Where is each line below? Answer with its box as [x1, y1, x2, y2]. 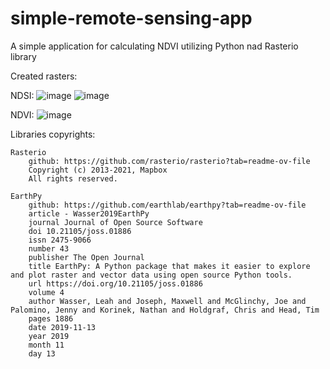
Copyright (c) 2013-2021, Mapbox [28, 165, 168, 175]
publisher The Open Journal [28, 252, 145, 262]
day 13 [28, 348, 56, 359]
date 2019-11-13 [28, 322, 97, 332]
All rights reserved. [28, 173, 118, 184]
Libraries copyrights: [10, 128, 96, 140]
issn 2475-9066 [28, 235, 92, 245]
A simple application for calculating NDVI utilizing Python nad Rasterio [10, 40, 299, 52]
